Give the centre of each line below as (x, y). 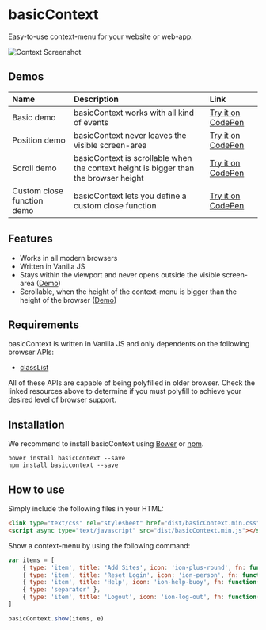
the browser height (109, 178)
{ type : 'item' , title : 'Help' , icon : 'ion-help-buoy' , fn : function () (143, 582)
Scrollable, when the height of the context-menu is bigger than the (128, 292)
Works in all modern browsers (68, 258)
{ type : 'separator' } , (62, 590)
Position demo (39, 140)
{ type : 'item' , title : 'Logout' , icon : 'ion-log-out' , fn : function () (143, 597)
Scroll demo (34, 168)
